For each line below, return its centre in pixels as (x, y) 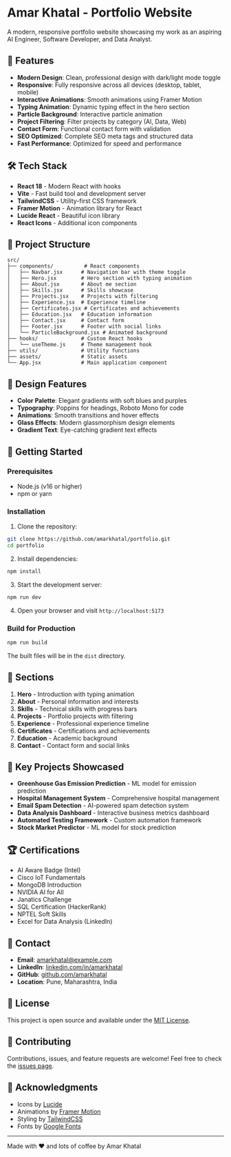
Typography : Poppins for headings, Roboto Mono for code (100, 408)
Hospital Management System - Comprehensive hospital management (118, 798)
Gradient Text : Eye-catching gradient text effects (87, 430)
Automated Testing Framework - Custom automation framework (109, 820)
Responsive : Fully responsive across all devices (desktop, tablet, (109, 85)
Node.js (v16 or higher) (49, 486)
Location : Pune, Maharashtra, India (67, 982)
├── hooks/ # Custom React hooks (75, 339)
